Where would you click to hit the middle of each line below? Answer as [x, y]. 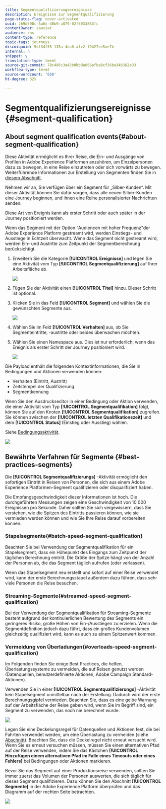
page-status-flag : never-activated [42, 19]
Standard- [142, 674]
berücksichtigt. [21, 248]
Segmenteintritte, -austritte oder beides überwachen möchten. [76, 332]
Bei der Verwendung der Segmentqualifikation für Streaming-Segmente [78, 613]
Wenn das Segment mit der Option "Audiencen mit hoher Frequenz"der [78, 228]
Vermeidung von [26, 647]
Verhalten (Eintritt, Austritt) [40, 381]
